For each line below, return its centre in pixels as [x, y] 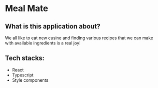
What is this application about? [53, 26]
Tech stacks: [25, 58]
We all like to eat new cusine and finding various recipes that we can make [79, 38]
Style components [30, 80]
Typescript [23, 75]
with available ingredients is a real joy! [43, 43]
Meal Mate [27, 8]
